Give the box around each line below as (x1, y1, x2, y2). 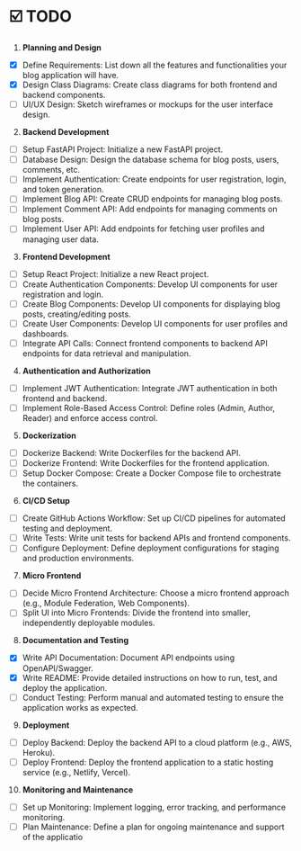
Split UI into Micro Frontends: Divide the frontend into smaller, (22, 607, 251, 618)
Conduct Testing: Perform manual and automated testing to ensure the (22, 692, 285, 703)
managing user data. (22, 234, 99, 245)
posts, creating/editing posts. (22, 309, 132, 319)
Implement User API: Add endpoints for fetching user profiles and (22, 223, 265, 234)
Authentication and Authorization (22, 365, 151, 376)
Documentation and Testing (22, 635, 129, 646)
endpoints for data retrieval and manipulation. (22, 347, 191, 359)
